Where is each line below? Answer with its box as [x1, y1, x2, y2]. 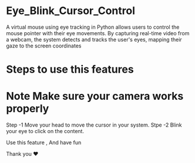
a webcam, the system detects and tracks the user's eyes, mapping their [6, 36, 182, 43]
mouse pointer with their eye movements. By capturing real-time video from [6, 29, 190, 36]
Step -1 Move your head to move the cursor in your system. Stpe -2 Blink [6, 121, 182, 128]
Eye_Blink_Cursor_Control [6, 4, 135, 18]
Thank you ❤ [6, 151, 39, 158]
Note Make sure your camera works [6, 90, 184, 103]
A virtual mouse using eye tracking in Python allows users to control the [6, 23, 180, 30]
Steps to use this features [6, 63, 134, 76]
